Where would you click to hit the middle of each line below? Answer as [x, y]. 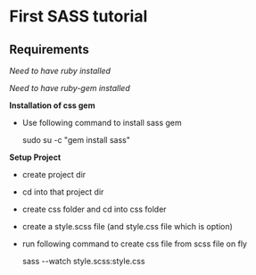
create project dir [54, 175]
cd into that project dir [63, 192]
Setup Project [35, 157]
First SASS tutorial [78, 17]
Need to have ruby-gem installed [70, 88]
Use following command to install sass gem [102, 123]
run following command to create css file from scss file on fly [135, 244]
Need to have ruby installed [60, 71]
